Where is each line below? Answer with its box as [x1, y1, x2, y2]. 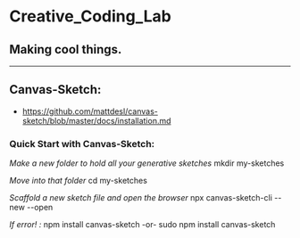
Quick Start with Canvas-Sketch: [9, 137, 155, 150]
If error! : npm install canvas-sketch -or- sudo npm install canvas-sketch [9, 219, 276, 230]
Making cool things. [9, 42, 122, 57]
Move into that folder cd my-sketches [9, 176, 147, 186]
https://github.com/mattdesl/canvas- [21, 105, 159, 117]
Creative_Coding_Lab [9, 6, 171, 27]
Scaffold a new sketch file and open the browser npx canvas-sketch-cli [9, 193, 272, 203]
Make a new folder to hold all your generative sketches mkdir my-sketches [9, 158, 285, 168]
